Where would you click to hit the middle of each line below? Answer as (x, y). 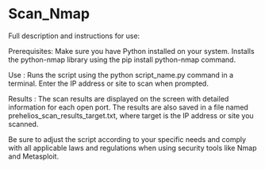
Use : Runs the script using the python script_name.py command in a (121, 75)
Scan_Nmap (49, 14)
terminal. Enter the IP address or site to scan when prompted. (108, 83)
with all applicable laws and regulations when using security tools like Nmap (132, 148)
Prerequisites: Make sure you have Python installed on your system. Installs (132, 51)
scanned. (23, 124)
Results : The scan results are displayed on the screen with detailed (119, 98)
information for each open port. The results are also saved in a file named (128, 107)
